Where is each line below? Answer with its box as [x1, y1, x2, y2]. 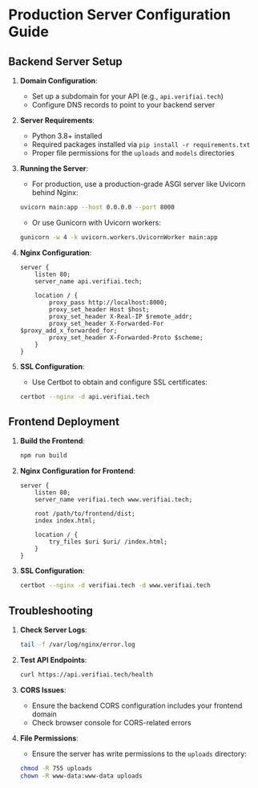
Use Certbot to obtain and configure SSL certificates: [31, 377, 208, 387]
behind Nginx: [31, 188, 79, 197]
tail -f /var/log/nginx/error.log [19, 640, 135, 648]
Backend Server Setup [8, 55, 123, 68]
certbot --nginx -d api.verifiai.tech [19, 392, 150, 400]
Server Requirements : [19, 116, 95, 125]
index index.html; [34, 517, 96, 525]
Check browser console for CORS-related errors [31, 717, 191, 727]
